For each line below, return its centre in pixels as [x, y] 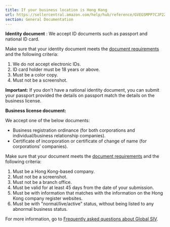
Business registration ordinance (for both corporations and [74, 130]
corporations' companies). [40, 146]
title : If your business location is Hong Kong [56, 10]
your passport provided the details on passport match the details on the [80, 96]
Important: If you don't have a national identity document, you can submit [82, 90]
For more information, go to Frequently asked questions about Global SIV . [82, 219]
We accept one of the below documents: [48, 121]
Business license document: [36, 111]
